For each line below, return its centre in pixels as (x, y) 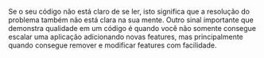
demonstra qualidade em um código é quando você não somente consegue (132, 28)
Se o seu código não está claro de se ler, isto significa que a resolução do (129, 12)
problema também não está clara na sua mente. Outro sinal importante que (131, 20)
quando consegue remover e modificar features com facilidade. (113, 45)
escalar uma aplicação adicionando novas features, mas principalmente (126, 37)
